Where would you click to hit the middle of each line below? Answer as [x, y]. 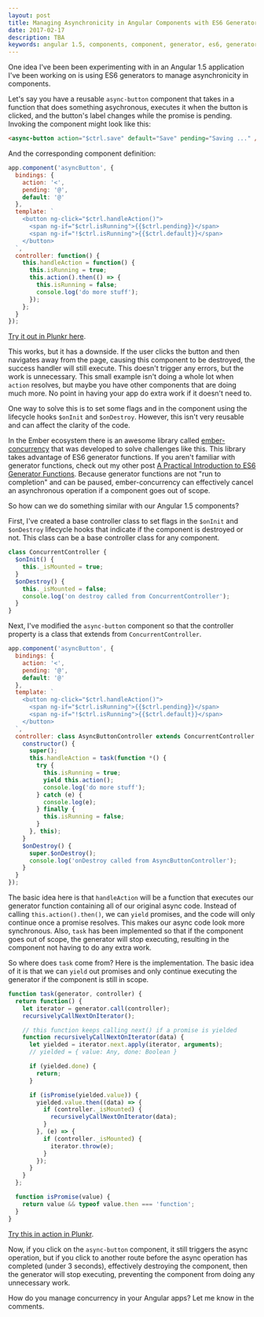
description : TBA [37, 37]
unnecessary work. [39, 1282]
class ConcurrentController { [58, 552]
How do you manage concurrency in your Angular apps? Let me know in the [131, 1297]
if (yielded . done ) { [62, 1066]
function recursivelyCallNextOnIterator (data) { [103, 1037]
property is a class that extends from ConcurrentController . [105, 635]
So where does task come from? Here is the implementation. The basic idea [131, 963]
